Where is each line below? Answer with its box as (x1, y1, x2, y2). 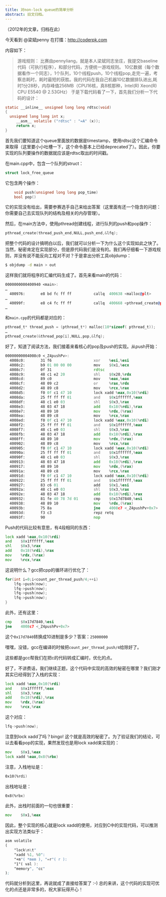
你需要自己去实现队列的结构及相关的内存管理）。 (5, 210, 103, 216)
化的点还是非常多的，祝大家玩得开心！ (5, 887, 83, 893)
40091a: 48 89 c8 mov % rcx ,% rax (9, 468, 129, 474)
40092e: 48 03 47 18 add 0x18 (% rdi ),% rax (9, 492, 142, 497)
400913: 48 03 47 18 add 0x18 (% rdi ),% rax (9, 459, 142, 464)
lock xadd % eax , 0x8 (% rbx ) (5, 754, 58, 759)
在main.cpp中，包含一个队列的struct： (5, 160, 84, 166)
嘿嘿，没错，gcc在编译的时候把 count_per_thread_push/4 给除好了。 (5, 644, 142, 650)
